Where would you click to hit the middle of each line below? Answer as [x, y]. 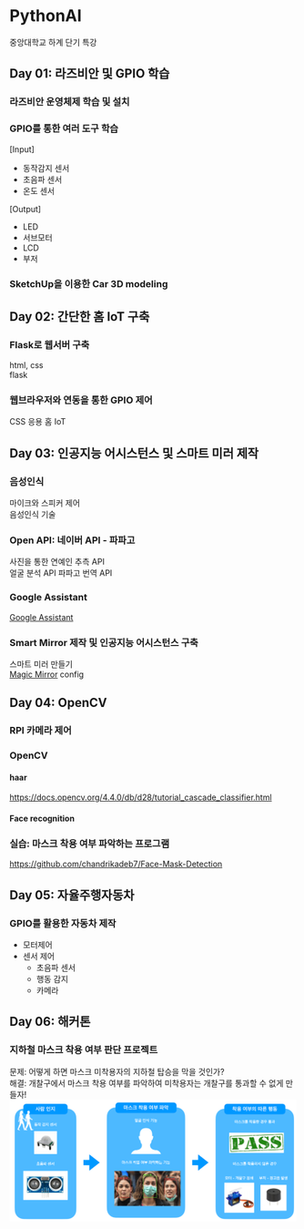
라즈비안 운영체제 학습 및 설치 [70, 102]
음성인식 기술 [33, 515]
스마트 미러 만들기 [41, 664]
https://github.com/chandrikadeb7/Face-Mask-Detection [116, 864]
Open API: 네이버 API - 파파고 [72, 540]
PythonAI [46, 16]
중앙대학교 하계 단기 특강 [53, 42]
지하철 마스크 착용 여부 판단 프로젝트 [84, 1050]
